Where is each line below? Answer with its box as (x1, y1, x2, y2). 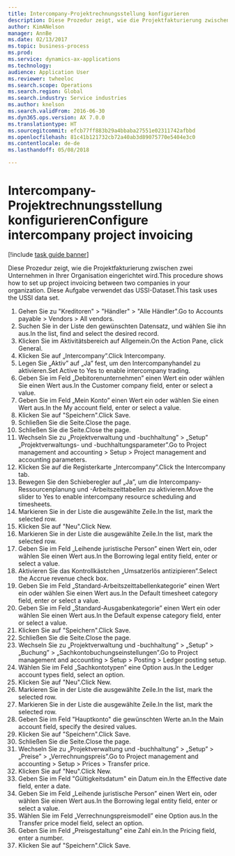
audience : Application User (8, 68, 90, 75)
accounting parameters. (17, 455, 87, 464)
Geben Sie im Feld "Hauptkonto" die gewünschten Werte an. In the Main (17, 715, 224, 723)
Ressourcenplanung (17, 485, 76, 493)
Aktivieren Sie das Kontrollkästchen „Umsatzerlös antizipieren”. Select (17, 566, 218, 575)
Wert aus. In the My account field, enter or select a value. (17, 403, 181, 412)
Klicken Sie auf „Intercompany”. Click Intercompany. (17, 351, 166, 360)
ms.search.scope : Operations (8, 82, 93, 89)
